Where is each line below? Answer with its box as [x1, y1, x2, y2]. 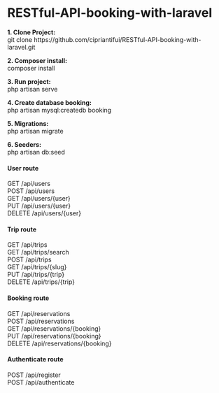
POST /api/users [7, 187, 55, 195]
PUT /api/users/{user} [7, 201, 71, 210]
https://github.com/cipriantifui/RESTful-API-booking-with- [34, 35, 202, 43]
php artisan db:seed [7, 148, 65, 156]
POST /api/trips [7, 255, 52, 264]
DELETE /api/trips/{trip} [7, 278, 76, 286]
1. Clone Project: [7, 28, 56, 36]
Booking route [7, 294, 50, 302]
